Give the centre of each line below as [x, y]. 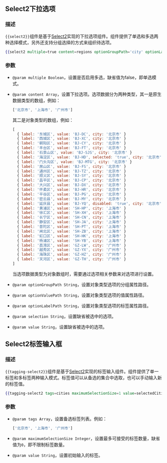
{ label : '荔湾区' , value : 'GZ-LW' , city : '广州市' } [72, 245]
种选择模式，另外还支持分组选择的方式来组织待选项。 [60, 42]
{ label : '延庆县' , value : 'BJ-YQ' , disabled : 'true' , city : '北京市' [89, 203]
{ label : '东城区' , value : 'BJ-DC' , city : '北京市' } [72, 134]
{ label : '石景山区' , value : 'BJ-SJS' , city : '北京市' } [75, 153]
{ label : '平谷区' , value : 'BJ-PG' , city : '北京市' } [72, 194]
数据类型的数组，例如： [36, 100]
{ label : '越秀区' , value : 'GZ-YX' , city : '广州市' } [72, 250]
